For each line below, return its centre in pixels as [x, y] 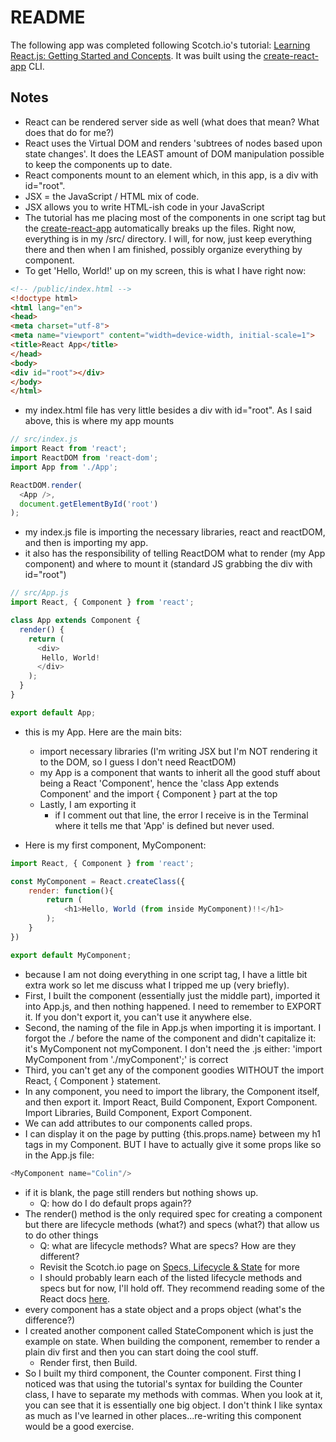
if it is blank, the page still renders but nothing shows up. [141, 1192]
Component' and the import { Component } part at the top [158, 793]
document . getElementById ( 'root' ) [89, 504]
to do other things [61, 1235]
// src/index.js [44, 439]
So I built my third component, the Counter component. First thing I [163, 1373]
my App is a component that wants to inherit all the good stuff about [180, 772]
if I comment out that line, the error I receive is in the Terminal [181, 815]
